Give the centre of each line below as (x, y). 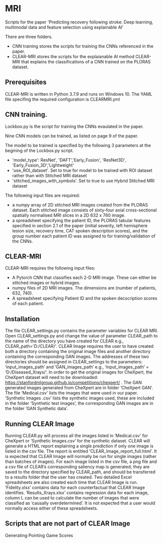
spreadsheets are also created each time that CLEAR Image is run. (72, 482)
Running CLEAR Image (40, 424)
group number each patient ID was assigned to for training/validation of (84, 236)
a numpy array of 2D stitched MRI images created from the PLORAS (80, 205)
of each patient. (28, 304)
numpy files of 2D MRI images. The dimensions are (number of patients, (84, 288)
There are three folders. (29, 37)
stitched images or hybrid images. (46, 283)
